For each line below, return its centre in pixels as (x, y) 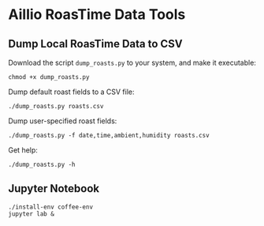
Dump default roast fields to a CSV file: (72, 92)
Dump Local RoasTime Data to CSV (95, 44)
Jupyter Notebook (54, 188)
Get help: (23, 150)
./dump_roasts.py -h (42, 164)
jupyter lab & (32, 214)
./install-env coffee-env (50, 207)
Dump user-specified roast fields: (63, 121)
